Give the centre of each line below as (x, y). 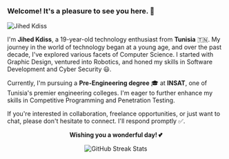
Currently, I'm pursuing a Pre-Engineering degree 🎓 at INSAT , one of (107, 83)
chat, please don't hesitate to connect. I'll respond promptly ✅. (96, 121)
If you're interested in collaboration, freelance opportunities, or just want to (114, 114)
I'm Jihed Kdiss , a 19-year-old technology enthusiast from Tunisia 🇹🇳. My (114, 39)
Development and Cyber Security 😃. (59, 69)
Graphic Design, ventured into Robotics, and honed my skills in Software (110, 62)
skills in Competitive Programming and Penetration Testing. (91, 100)
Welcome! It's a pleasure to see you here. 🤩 (81, 11)
